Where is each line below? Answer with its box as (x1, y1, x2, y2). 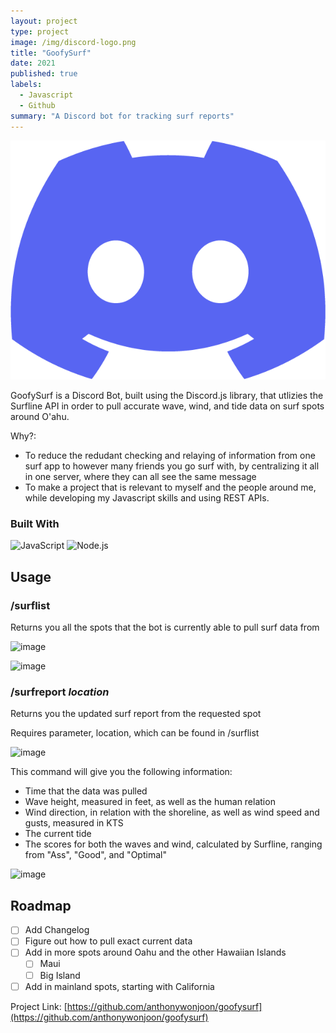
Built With (10, 517, 60, 531)
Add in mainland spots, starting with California (24, 980, 215, 992)
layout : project (10, 16, 78, 26)
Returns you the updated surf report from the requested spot (10, 708, 262, 720)
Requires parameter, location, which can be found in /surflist (10, 727, 260, 739)
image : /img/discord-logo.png (10, 37, 137, 47)
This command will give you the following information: (10, 766, 233, 778)
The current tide (24, 828, 92, 840)
